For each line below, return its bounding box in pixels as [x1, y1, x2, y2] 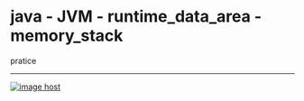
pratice [10, 55, 37, 66]
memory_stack [10, 25, 124, 46]
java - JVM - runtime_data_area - [10, 6, 263, 27]
